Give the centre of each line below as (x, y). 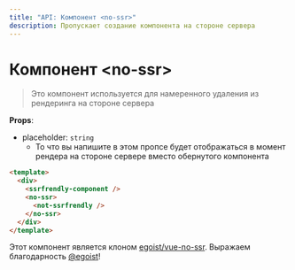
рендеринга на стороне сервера (93, 104)
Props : (21, 120)
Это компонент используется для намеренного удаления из (145, 94)
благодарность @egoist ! (55, 257)
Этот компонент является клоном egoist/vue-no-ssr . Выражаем (130, 247)
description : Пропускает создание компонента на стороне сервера (132, 26)
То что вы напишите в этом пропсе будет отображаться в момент (160, 147)
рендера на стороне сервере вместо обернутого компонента (152, 157)
